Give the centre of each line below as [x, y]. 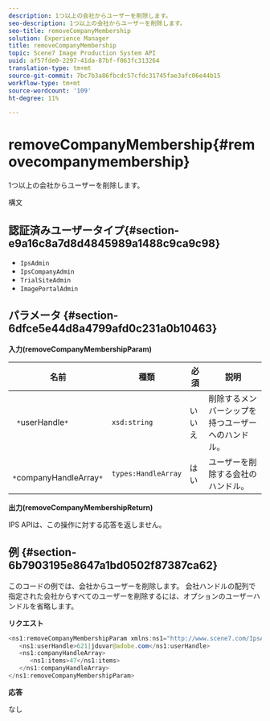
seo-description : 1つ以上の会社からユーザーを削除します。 [97, 23]
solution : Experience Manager [59, 38]
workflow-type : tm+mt [45, 83]
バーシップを [233, 410]
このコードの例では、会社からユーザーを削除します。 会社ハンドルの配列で [132, 586]
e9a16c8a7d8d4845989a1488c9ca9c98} [115, 243]
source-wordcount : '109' [50, 91]
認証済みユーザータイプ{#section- [94, 230]
